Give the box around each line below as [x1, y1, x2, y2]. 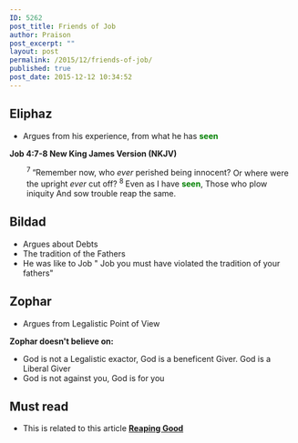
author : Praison [9, 30, 71, 39]
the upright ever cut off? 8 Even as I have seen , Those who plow [26, 176, 268, 189]
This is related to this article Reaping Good [22, 423, 184, 434]
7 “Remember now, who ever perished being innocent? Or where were [26, 166, 289, 178]
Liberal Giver [22, 363, 71, 374]
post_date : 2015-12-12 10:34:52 [9, 73, 132, 82]
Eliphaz [9, 106, 53, 122]
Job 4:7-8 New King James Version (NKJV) [9, 147, 178, 159]
